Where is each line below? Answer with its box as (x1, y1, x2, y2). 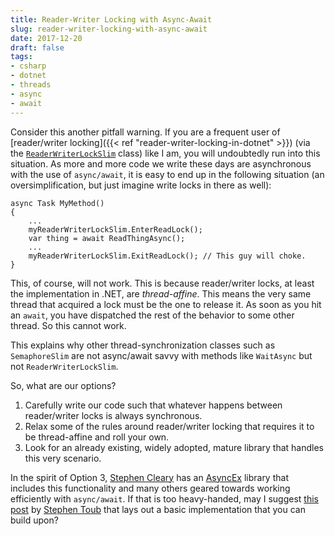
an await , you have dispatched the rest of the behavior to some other (10, 309, 295, 321)
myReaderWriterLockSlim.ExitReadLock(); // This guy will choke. (28, 251, 307, 261)
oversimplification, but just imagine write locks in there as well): (10, 179, 272, 191)
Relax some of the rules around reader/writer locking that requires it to (24, 420, 315, 432)
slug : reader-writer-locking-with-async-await (10, 24, 208, 34)
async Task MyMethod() (10, 198, 105, 208)
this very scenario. (24, 452, 102, 464)
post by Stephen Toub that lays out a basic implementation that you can (10, 503, 306, 515)
